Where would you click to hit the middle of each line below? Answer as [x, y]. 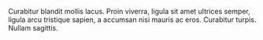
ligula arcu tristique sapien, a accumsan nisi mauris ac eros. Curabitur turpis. [132, 20]
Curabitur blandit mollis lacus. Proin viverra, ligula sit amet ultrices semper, [129, 11]
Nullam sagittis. [33, 28]
